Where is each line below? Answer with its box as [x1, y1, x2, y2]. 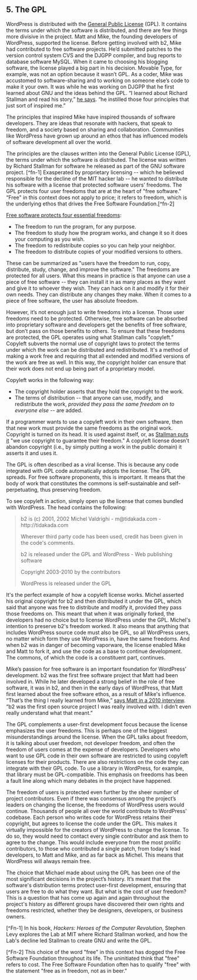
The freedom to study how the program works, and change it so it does [14, 229, 188, 236]
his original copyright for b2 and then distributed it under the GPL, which [6, 597, 182, 605]
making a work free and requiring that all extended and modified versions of [6, 352, 191, 360]
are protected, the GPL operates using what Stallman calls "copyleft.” [6, 334, 174, 341]
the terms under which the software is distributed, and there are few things [6, 27, 188, 34]
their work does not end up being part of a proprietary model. [6, 365, 155, 372]
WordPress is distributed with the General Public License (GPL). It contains [6, 20, 187, 27]
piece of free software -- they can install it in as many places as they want [6, 278, 186, 285]
